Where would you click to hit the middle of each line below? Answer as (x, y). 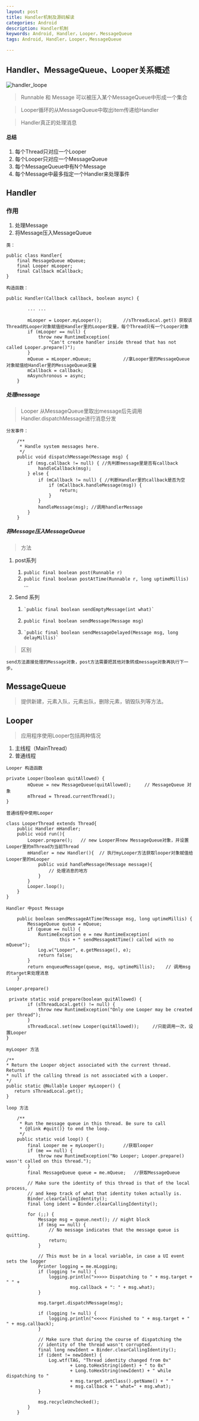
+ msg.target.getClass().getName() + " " (122, 1381)
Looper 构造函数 (24, 768)
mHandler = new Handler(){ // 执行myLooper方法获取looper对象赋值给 (110, 853)
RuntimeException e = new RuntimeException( (94, 935)
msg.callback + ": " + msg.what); (113, 1288)
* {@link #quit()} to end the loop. (65, 1129)
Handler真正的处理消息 (49, 122)
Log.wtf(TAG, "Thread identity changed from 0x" (110, 1361)
